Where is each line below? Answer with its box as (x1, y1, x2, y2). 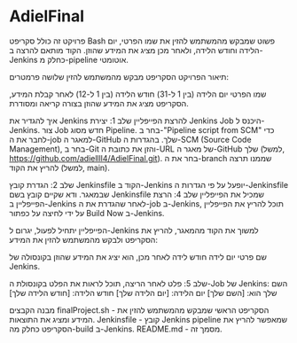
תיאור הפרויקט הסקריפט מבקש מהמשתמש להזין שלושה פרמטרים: (9, 71, 229, 82)
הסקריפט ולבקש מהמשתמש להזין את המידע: (9, 234, 158, 245)
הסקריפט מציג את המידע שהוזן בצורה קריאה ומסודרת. (9, 97, 189, 108)
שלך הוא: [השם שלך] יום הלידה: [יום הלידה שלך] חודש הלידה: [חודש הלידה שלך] (9, 287, 277, 298)
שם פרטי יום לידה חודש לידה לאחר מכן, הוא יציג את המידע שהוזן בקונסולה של (9, 251, 268, 262)
